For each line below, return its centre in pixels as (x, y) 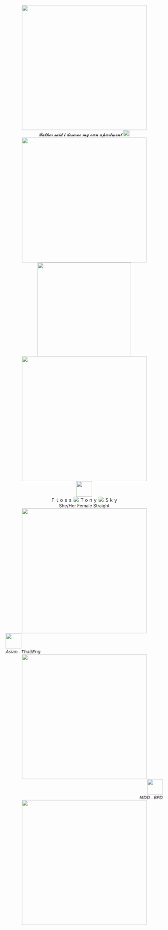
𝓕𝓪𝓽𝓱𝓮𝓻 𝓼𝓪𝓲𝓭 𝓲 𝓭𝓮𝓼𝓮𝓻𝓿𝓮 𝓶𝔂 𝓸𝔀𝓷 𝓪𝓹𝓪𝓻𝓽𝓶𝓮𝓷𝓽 (81, 135)
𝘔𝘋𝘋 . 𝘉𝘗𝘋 (151, 797)
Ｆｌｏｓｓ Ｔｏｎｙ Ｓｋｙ (84, 500)
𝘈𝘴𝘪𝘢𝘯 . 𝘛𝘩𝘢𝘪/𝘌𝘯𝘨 (23, 651)
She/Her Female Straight (84, 506)
